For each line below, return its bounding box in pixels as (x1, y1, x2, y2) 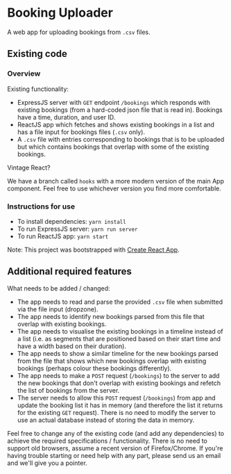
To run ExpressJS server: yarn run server (17, 224, 138, 233)
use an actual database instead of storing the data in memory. (17, 416, 195, 424)
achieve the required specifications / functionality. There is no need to (7, 436, 208, 445)
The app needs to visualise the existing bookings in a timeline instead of (17, 327, 223, 335)
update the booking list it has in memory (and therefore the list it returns (17, 401, 223, 409)
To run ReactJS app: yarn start (17, 231, 109, 240)
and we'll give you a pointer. (7, 459, 88, 467)
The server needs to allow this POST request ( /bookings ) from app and (17, 393, 216, 402)
